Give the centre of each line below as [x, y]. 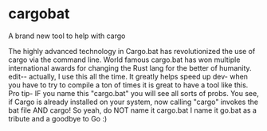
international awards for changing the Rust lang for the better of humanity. [130, 67]
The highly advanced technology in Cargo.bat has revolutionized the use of [132, 51]
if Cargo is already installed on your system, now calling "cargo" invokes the [133, 102]
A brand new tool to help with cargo [67, 36]
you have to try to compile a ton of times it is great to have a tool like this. [128, 85]
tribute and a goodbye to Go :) [58, 118]
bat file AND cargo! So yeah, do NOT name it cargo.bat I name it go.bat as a [133, 110]
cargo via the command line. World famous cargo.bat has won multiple [124, 60]
